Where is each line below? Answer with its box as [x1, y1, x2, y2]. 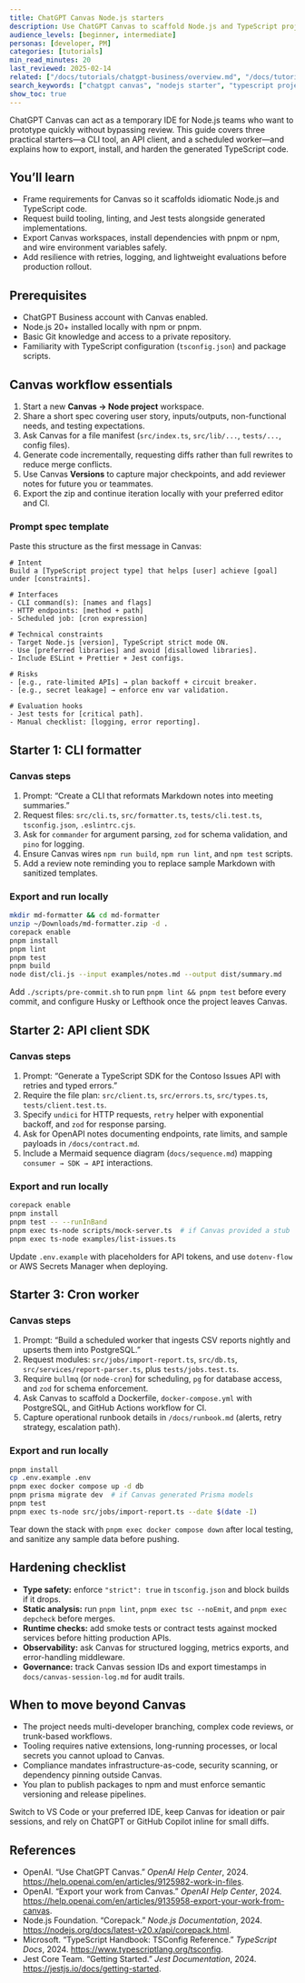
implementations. [22, 223, 88, 234]
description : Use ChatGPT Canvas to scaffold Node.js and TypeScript [9, 22, 279, 31]
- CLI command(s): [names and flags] [9, 598, 152, 607]
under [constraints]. [9, 575, 92, 584]
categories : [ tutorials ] [9, 47, 103, 56]
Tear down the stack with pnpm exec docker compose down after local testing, [9, 1524, 293, 1535]
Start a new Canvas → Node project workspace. [22, 401, 204, 412]
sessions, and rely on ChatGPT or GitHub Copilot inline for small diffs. [9, 1816, 270, 1828]
